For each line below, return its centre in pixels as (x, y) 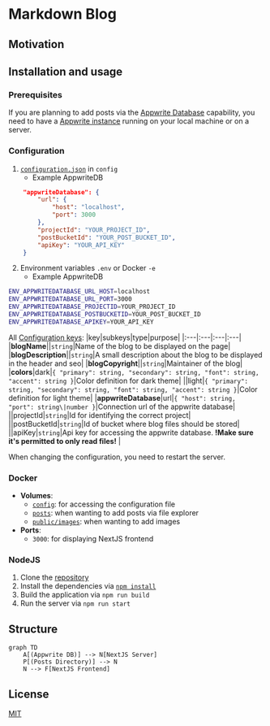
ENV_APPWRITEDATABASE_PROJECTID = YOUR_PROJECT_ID (92, 307)
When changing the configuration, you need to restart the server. (117, 457)
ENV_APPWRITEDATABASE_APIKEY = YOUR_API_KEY (81, 322)
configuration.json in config (69, 168)
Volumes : (36, 496)
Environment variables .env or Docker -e (88, 268)
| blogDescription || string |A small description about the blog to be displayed (135, 354)
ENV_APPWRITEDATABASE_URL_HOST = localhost (79, 292)
